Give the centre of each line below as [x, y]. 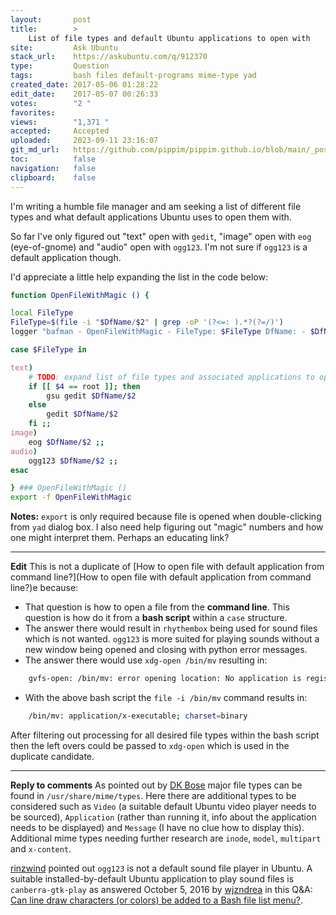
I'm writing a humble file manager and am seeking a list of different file [156, 206]
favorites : [33, 112]
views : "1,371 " [60, 122]
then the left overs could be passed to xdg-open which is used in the [150, 745]
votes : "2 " [51, 103]
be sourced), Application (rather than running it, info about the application [163, 817]
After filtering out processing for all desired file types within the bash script [165, 735]
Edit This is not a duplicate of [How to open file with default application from [167, 567]
